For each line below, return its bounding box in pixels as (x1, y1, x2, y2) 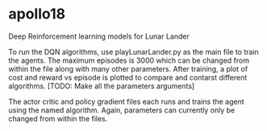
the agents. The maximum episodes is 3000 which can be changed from (8, 55, 250, 65)
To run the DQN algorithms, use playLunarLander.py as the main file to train (8, 47, 260, 56)
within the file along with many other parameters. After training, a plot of (8, 63, 248, 73)
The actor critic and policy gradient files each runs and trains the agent (8, 96, 244, 106)
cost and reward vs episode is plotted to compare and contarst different (8, 72, 248, 82)
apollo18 (8, 5, 66, 23)
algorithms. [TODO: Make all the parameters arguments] (8, 81, 195, 91)
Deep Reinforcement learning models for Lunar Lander (8, 31, 190, 41)
